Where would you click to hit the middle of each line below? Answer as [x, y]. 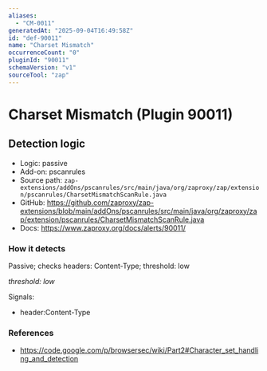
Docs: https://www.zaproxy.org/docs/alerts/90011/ [102, 227]
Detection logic [47, 144]
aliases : [23, 16]
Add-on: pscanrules [53, 172]
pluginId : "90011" [39, 61]
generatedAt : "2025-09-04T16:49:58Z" [71, 30]
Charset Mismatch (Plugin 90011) [121, 114]
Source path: [41, 180]
